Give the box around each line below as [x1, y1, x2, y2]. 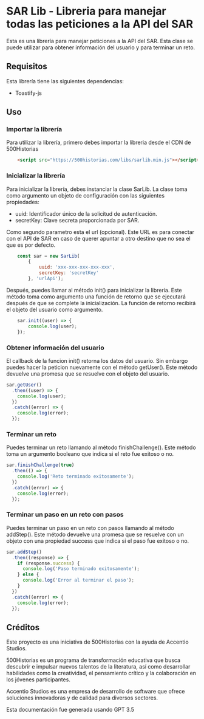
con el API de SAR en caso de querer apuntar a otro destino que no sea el [6, 235, 191, 242]
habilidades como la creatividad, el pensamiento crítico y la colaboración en [6, 670, 196, 677]
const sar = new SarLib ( [17, 253, 80, 259]
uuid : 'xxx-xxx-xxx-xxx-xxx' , [38, 264, 115, 270]
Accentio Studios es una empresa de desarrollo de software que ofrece [6, 688, 185, 695]
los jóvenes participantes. [6, 676, 71, 683]
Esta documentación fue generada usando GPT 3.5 [6, 706, 135, 714]
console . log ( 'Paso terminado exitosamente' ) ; [22, 566, 140, 572]
